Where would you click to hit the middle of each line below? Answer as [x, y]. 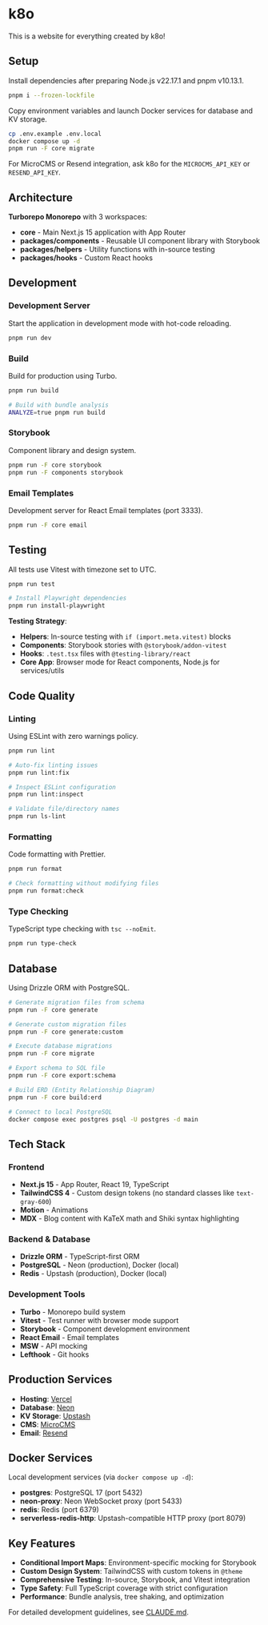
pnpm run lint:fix [39, 772]
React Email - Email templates [70, 1337]
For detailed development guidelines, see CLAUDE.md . [99, 1612]
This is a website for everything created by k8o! [87, 36]
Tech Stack [37, 1144]
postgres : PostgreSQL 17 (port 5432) [81, 1493]
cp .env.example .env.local [55, 134]
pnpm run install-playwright [57, 606]
